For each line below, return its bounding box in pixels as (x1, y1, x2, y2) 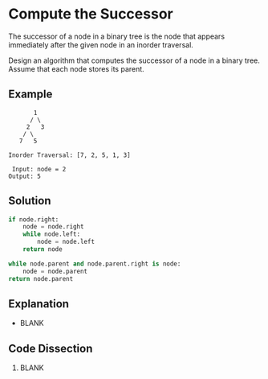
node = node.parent (22, 267, 88, 275)
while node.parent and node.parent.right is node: (8, 259, 181, 268)
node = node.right (22, 223, 84, 231)
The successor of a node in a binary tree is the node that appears (8, 31, 225, 41)
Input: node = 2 (11, 165, 67, 173)
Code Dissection (8, 341, 93, 355)
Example (8, 88, 53, 101)
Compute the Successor (8, 5, 174, 23)
